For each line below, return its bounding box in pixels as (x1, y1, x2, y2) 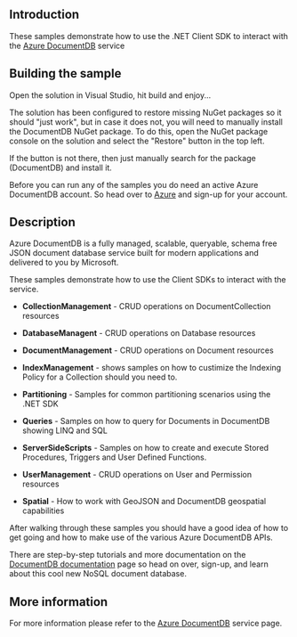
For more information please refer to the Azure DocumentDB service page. (9, 618, 283, 629)
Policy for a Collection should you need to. (21, 372, 178, 382)
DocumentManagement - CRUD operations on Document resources (21, 345, 274, 355)
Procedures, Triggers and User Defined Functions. (21, 452, 207, 462)
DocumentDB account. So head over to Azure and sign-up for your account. (9, 189, 288, 200)
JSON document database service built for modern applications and (9, 248, 260, 258)
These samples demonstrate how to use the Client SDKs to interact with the (9, 274, 286, 285)
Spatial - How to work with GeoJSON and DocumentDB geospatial (21, 496, 267, 507)
